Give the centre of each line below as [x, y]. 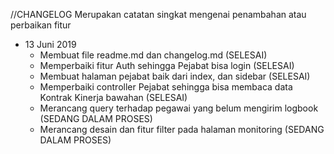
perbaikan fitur [41, 25]
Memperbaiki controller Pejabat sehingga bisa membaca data [166, 87]
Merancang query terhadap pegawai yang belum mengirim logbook [179, 108]
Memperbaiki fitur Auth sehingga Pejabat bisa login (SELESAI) [167, 65]
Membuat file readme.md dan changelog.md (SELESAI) [153, 55]
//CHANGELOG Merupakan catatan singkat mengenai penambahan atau [158, 14]
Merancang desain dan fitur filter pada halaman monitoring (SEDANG [182, 129]
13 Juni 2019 [50, 44]
